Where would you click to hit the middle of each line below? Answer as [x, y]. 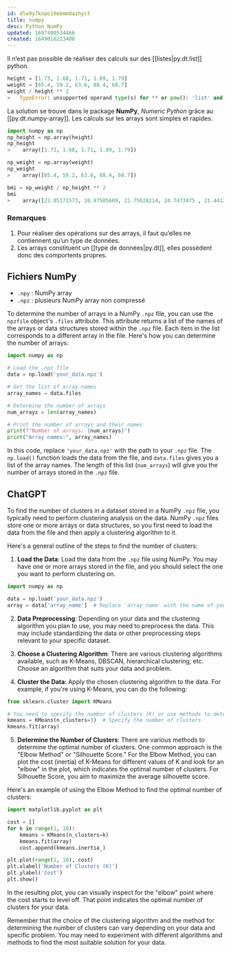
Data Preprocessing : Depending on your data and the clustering [108, 618]
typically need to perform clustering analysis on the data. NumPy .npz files [113, 518]
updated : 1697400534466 [41, 33]
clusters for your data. [38, 907]
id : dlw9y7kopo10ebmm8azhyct [49, 13]
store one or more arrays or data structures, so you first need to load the [110, 525]
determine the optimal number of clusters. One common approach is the [119, 747]
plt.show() [23, 879]
